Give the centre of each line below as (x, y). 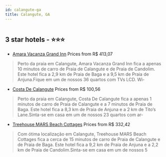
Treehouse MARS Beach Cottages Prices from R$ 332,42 (71, 125)
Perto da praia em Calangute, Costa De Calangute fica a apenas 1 (84, 99)
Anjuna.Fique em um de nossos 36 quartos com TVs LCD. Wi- (81, 80)
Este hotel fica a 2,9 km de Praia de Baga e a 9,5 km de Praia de (83, 74)
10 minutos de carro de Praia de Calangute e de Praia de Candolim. (86, 69)
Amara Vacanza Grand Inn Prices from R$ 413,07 (63, 54)
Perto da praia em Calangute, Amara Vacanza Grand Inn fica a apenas (89, 64)
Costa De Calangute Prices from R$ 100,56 (56, 89)
